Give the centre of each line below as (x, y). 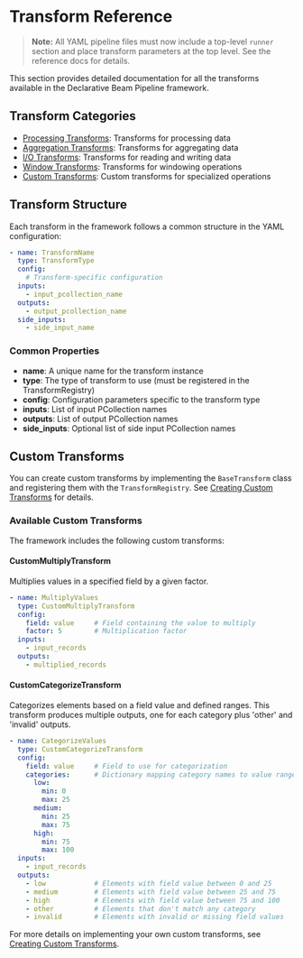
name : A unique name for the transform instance (113, 371)
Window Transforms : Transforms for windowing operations (132, 166)
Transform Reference (91, 17)
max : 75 (56, 824)
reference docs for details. (81, 60)
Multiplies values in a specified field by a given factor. (109, 581)
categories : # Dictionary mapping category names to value (149, 774)
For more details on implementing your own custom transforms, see (135, 935)
